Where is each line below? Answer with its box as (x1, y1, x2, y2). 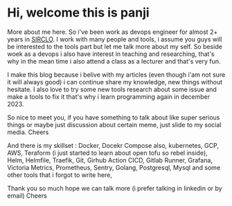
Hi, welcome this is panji (7, 5, 150, 21)
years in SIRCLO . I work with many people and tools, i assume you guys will (7, 35, 222, 43)
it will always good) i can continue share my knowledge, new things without (7, 77, 223, 86)
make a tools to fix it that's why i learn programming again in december (7, 92, 211, 101)
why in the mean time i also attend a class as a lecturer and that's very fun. (7, 57, 221, 65)
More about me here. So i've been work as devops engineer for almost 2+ (7, 28, 218, 36)
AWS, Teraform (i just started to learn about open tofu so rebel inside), (7, 149, 208, 157)
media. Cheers (7, 128, 49, 136)
